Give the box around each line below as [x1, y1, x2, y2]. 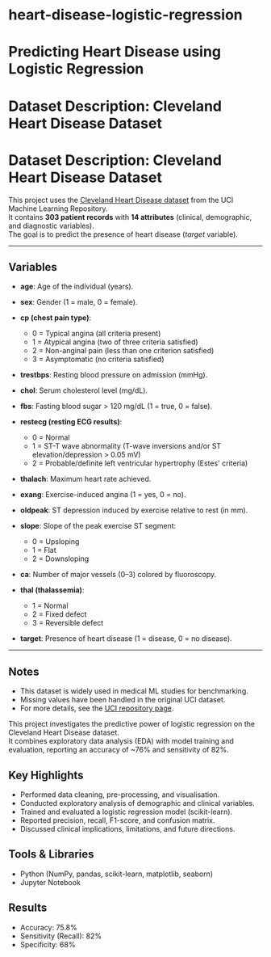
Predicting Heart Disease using [8, 43, 222, 61]
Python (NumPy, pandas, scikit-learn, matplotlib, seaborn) [19, 869, 214, 879]
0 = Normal [31, 432, 70, 442]
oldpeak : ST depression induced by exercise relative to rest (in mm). [19, 505, 248, 515]
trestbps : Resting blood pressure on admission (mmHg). [19, 370, 208, 380]
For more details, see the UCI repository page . [19, 703, 174, 713]
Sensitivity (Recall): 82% [19, 931, 102, 941]
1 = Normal [31, 601, 69, 611]
